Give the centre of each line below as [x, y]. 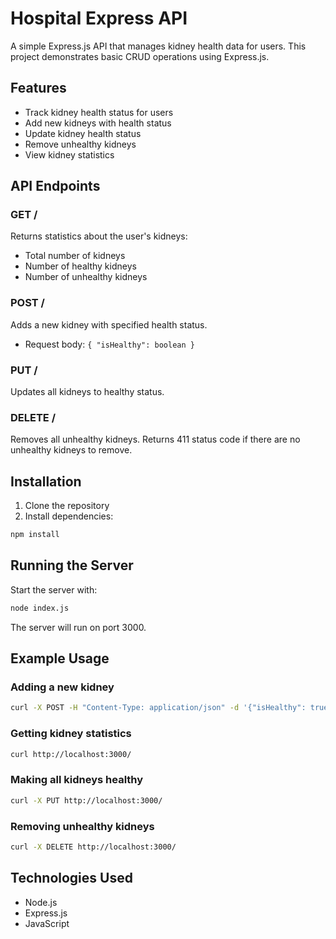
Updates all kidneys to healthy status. [87, 392]
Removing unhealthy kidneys [82, 826]
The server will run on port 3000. [78, 627]
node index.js [40, 608]
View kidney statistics [69, 154]
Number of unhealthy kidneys [86, 277]
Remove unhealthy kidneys [80, 144]
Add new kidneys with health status [98, 123]
